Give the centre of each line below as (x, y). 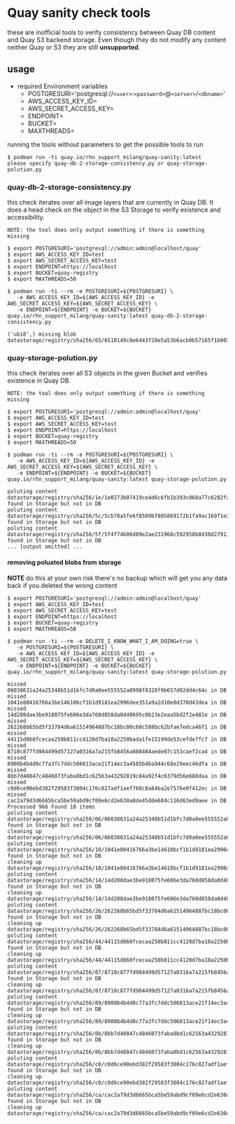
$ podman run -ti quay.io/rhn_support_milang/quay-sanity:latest (104, 157)
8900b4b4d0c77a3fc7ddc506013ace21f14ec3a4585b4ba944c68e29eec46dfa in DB (117, 764)
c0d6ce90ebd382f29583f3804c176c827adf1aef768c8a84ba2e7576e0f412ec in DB (117, 788)
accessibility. (26, 217)
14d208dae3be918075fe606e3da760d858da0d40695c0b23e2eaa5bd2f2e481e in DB (117, 715)
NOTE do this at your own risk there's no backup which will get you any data (117, 578)
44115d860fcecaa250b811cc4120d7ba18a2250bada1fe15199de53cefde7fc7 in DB (117, 739)
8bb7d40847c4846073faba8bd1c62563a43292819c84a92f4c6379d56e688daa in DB (117, 776)
